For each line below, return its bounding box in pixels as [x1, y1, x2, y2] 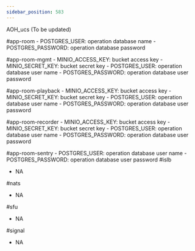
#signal [6, 227, 25, 234]
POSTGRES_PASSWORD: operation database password [6, 44, 146, 51]
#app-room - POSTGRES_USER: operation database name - [6, 37, 157, 44]
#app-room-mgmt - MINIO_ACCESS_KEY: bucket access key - [6, 55, 163, 63]
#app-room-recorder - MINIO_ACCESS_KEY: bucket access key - [6, 118, 171, 125]
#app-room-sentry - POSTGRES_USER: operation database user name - [6, 149, 187, 157]
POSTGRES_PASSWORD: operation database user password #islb [6, 156, 172, 163]
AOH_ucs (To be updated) [6, 26, 71, 33]
